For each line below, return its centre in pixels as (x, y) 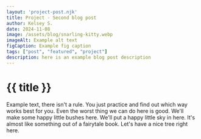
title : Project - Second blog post (51, 18)
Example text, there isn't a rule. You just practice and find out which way (97, 104)
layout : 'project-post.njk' (42, 12)
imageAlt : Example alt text (42, 40)
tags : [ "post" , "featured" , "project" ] (57, 52)
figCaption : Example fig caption (49, 46)
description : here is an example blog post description (79, 57)
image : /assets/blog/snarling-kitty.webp (60, 35)
